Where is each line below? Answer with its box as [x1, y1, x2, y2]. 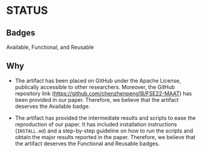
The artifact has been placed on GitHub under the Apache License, [14, 76, 182, 84]
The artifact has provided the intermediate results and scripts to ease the [14, 114, 196, 121]
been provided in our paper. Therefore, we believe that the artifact [14, 96, 179, 103]
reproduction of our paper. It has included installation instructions [14, 120, 177, 128]
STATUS [6, 4, 48, 17]
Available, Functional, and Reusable [6, 43, 94, 51]
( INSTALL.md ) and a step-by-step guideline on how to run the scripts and [14, 127, 194, 134]
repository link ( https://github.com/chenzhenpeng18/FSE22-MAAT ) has [14, 90, 192, 97]
